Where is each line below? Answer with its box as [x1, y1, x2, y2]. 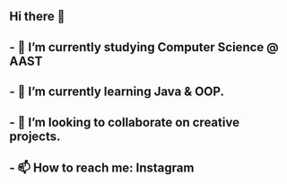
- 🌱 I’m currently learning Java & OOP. [9, 84, 224, 100]
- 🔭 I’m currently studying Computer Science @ [9, 39, 280, 55]
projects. [9, 128, 61, 144]
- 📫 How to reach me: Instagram [9, 160, 195, 175]
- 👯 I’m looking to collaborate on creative [9, 114, 240, 130]
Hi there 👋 [9, 9, 65, 24]
